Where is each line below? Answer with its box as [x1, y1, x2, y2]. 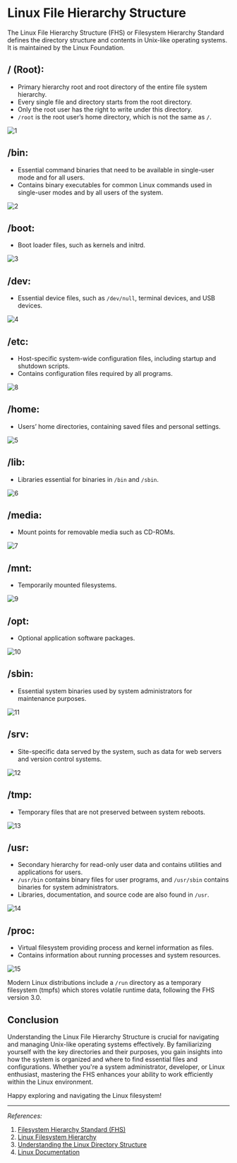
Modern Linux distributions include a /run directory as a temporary [7, 979, 202, 987]
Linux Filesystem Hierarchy [17, 1133, 97, 1141]
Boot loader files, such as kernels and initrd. [17, 241, 146, 249]
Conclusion [7, 1014, 59, 1026]
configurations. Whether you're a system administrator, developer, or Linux [7, 1062, 225, 1071]
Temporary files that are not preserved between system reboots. [17, 808, 206, 816]
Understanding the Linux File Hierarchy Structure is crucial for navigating [7, 1032, 219, 1041]
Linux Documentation [17, 1147, 80, 1156]
